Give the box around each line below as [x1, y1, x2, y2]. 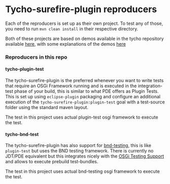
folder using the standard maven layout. [5, 104, 89, 111]
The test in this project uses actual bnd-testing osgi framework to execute [5, 168, 160, 174]
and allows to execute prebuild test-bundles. [5, 159, 98, 165]
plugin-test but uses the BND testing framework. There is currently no [5, 148, 154, 154]
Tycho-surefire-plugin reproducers [5, 4, 157, 15]
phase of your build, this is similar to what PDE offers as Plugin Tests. [14, 88, 159, 94]
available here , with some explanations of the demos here [5, 41, 126, 47]
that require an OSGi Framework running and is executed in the [5, 83, 137, 89]
